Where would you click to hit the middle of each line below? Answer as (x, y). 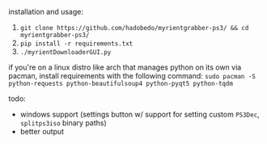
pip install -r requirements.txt (76, 44)
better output (42, 131)
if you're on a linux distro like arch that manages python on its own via (125, 67)
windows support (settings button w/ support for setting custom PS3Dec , (140, 114)
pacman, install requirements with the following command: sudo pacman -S (132, 76)
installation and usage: (46, 12)
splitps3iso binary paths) (63, 123)
